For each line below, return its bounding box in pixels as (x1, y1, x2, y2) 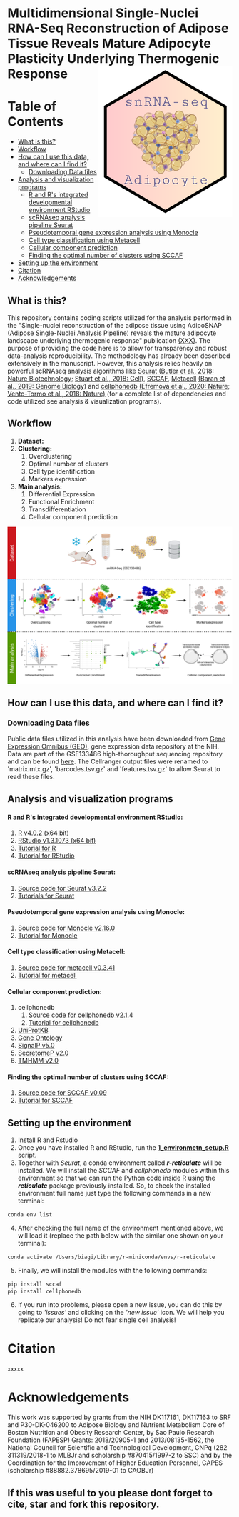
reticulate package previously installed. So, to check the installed (17, 1181, 211, 1190)
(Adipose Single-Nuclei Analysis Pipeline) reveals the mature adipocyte (7, 329, 217, 337)
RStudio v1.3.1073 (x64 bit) (17, 836, 96, 845)
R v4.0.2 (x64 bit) (17, 828, 69, 837)
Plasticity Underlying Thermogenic (7, 51, 220, 67)
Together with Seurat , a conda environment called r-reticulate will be (17, 1158, 223, 1167)
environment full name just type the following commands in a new (17, 1189, 212, 1198)
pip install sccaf (7, 1281, 62, 1288)
